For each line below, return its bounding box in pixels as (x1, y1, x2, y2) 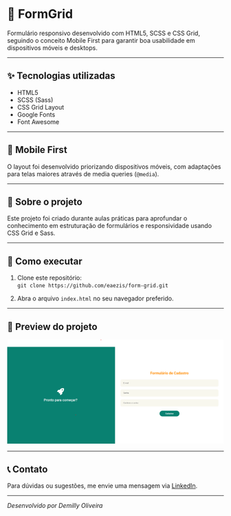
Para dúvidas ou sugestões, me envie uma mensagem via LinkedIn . (7, 482, 198, 490)
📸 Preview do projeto (7, 320, 98, 333)
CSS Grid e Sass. (7, 229, 56, 237)
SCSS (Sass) (16, 96, 54, 104)
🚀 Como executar (7, 255, 82, 267)
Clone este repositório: (16, 274, 82, 282)
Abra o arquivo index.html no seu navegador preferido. (16, 294, 174, 302)
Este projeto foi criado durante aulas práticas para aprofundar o (7, 214, 188, 223)
